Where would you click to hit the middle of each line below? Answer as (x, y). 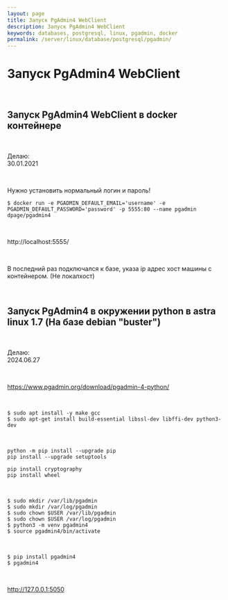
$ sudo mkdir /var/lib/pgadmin (52, 501)
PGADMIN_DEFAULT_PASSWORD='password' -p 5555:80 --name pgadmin (102, 209)
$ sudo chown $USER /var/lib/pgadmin (62, 513)
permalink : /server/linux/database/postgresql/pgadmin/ (89, 40)
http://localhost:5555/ (38, 241)
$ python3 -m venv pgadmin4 (48, 525)
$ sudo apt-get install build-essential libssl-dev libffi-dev (100, 419)
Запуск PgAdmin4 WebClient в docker (93, 115)
